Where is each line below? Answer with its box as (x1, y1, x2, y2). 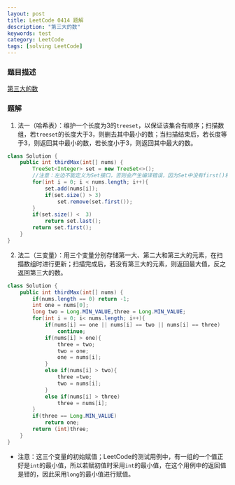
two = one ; (57, 348, 90, 355)
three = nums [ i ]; (57, 399, 108, 407)
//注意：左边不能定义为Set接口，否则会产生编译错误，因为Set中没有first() (32, 172, 225, 179)
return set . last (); (44, 218, 101, 225)
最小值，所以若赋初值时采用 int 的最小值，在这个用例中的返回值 (45, 460, 227, 470)
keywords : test (7, 29, 52, 37)
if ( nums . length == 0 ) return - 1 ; (32, 295, 130, 302)
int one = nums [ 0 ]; (32, 302, 90, 309)
